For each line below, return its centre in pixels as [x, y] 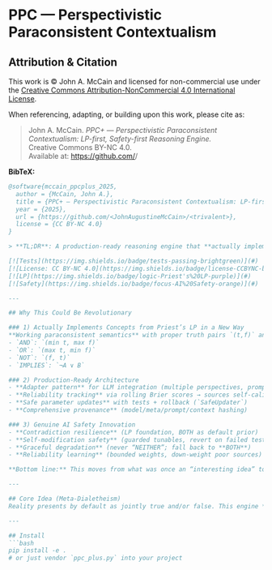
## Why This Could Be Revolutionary [70, 313]
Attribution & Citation [63, 62]
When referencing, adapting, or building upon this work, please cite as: [127, 114]
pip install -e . [38, 551]
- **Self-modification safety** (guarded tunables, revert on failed [128, 439]
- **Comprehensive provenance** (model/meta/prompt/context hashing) [128, 410]
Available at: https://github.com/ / [83, 156]
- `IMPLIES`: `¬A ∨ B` [47, 365]
